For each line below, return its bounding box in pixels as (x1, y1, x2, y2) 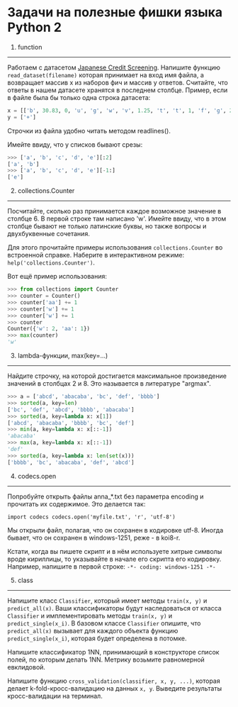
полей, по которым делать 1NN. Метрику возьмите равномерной (7, 655, 205, 664)
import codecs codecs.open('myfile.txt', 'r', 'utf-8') (7, 513, 176, 520)
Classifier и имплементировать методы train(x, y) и (7, 611, 173, 620)
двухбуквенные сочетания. (7, 230, 90, 238)
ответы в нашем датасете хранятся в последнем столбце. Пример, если (7, 86, 228, 94)
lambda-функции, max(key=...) (17, 352, 108, 360)
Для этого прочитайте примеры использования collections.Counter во (7, 243, 223, 252)
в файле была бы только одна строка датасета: (7, 93, 151, 101)
